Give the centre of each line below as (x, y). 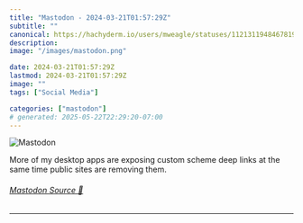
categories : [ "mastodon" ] (58, 109)
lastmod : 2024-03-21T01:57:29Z (68, 76)
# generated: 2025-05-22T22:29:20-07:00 (87, 117)
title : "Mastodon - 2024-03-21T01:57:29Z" (90, 18)
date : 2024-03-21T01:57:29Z (62, 67)
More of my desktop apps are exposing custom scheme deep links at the (145, 160)
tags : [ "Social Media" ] (54, 92)
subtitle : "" (34, 26)
